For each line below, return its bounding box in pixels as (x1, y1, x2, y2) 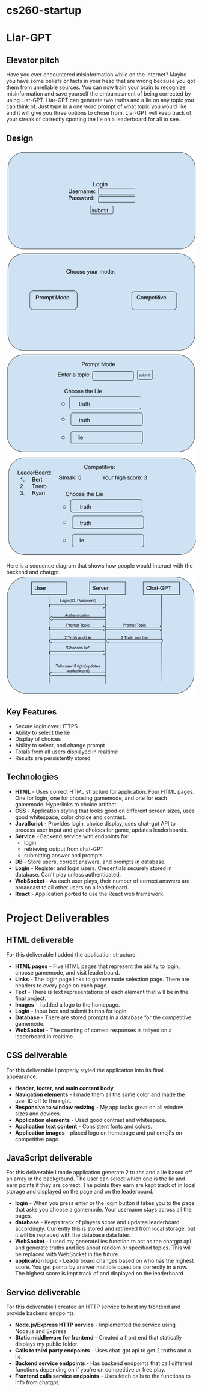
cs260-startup (6, 4, 82, 17)
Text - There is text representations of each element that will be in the (14, 988, 189, 995)
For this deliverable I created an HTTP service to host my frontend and (6, 1303, 181, 1311)
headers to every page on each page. (14, 981, 108, 989)
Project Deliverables (6, 911, 109, 925)
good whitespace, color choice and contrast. (14, 813, 126, 821)
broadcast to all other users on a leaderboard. (14, 883, 129, 891)
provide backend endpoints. (6, 1310, 76, 1317)
